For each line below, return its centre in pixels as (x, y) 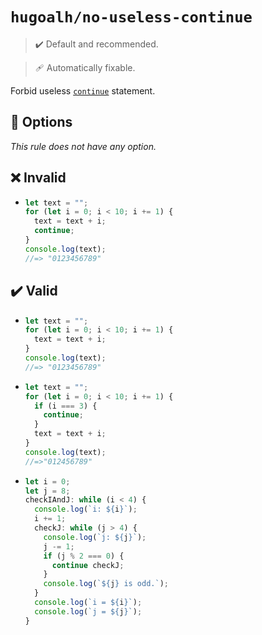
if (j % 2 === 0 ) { (84, 556)
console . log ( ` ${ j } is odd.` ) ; (106, 584)
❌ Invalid (38, 178)
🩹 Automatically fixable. (85, 67)
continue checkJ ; (88, 565)
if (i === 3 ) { (66, 406)
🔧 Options (41, 122)
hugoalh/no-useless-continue (131, 17)
